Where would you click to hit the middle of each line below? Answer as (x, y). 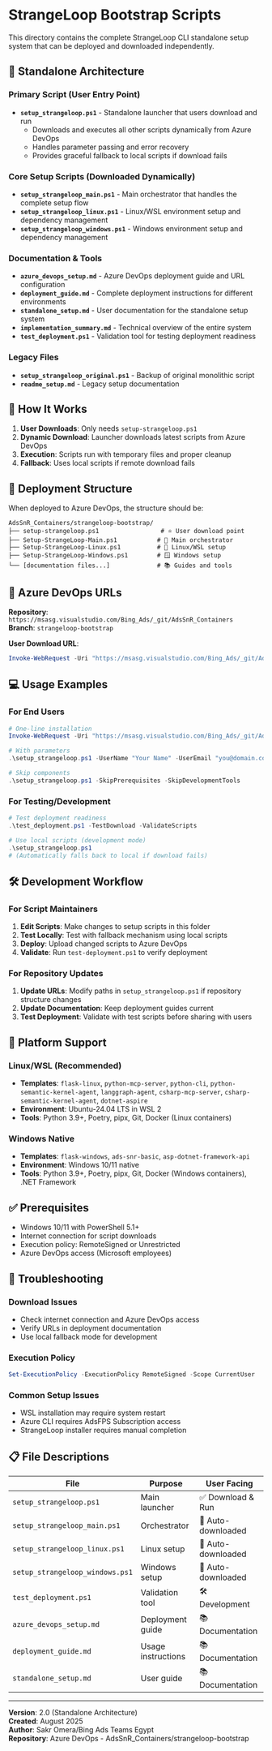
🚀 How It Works (48, 409)
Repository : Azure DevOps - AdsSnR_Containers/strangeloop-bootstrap (129, 1739)
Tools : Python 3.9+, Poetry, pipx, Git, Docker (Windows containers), (133, 1173)
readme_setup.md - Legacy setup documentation (100, 384)
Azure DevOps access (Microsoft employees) (96, 1253)
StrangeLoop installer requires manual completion (103, 1430)
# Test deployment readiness (57, 818)
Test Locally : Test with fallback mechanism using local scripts (124, 936)
